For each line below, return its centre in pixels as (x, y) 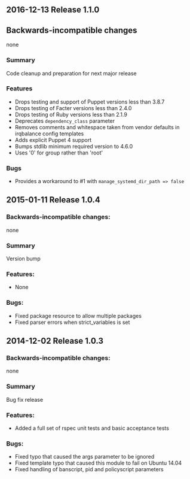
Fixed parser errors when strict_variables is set (72, 322)
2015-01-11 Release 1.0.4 (53, 200)
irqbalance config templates (49, 134)
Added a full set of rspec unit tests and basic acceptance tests (92, 428)
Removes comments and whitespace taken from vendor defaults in (97, 127)
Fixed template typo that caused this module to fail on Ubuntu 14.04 (98, 463)
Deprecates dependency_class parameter (65, 121)
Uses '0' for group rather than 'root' (59, 153)
